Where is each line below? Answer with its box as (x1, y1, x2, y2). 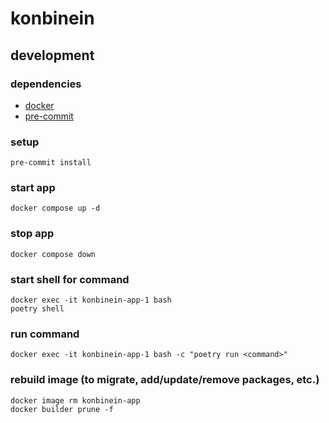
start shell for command (10, 272, 130, 286)
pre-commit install (10, 158, 92, 168)
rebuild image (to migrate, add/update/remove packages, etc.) (10, 373, 320, 387)
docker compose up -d (10, 203, 101, 214)
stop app (10, 227, 55, 241)
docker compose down (10, 249, 97, 259)
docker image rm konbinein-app (10, 395, 141, 406)
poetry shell (10, 304, 65, 314)
